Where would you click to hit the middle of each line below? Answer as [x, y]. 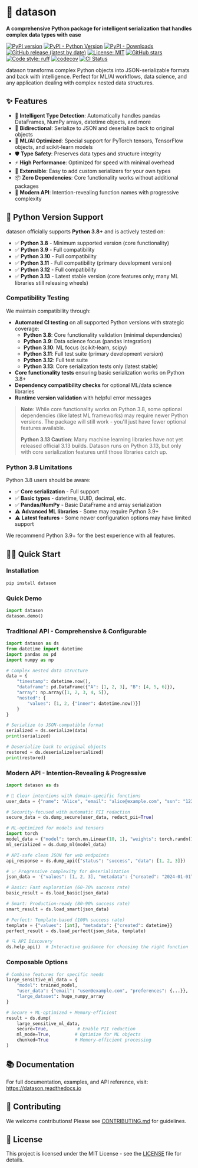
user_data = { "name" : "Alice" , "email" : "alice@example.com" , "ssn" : [93, 801]
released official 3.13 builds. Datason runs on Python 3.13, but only [101, 445]
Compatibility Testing [38, 298]
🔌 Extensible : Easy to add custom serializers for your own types [93, 171]
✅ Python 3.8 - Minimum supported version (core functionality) [92, 243]
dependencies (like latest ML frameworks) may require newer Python [104, 415]
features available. [43, 428]
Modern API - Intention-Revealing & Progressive [76, 773]
